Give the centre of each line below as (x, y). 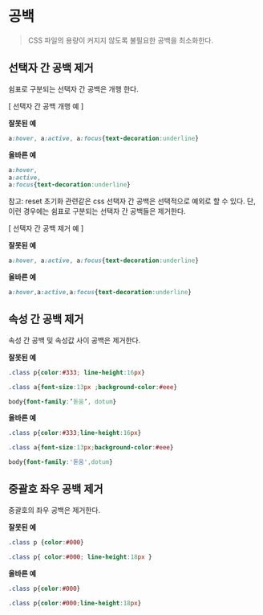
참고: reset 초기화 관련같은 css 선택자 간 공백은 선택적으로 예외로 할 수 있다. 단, (132, 201)
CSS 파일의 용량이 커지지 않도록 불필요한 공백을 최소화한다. (121, 40)
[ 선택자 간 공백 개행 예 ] (46, 106)
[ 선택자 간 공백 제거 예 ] (46, 228)
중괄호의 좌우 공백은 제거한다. (55, 510)
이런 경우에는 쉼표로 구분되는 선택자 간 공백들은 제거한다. (97, 211)
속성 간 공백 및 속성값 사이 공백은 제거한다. (75, 340)
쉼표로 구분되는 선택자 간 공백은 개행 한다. (73, 88)
